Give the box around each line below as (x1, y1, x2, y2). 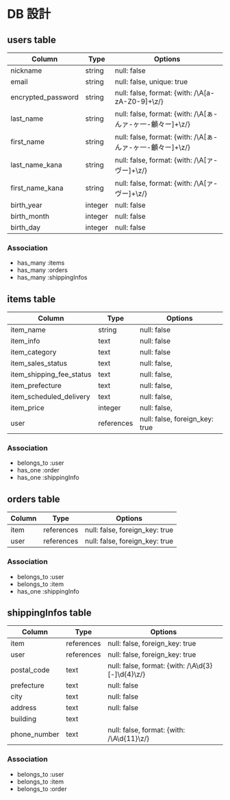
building (10, 714, 36, 724)
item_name (10, 325, 46, 335)
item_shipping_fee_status (10, 369, 92, 379)
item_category (10, 348, 57, 357)
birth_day (10, 223, 41, 232)
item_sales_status (10, 359, 67, 368)
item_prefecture (10, 381, 62, 391)
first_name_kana (10, 183, 64, 193)
